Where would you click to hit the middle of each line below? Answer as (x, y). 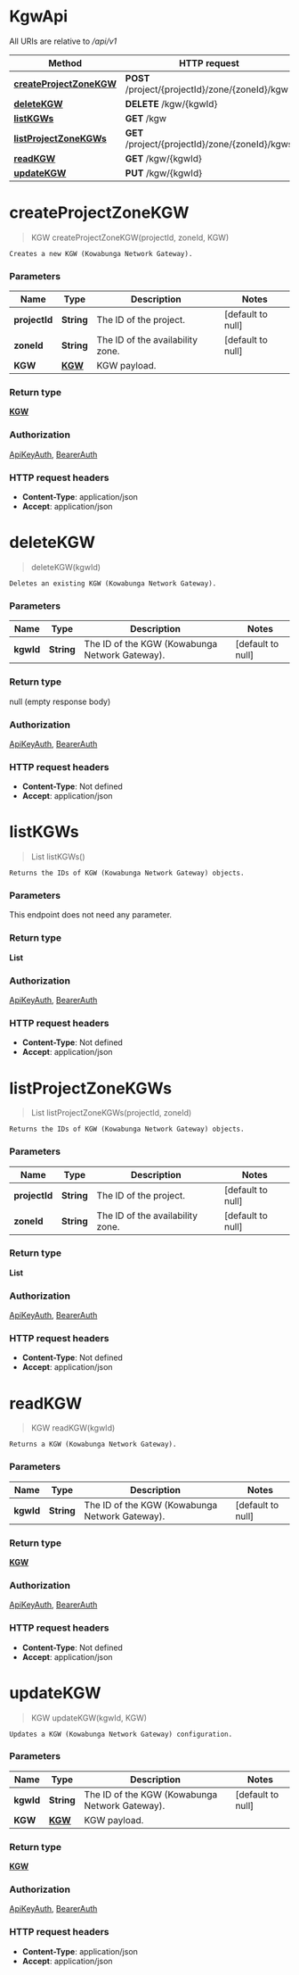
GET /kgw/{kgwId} (164, 158)
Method (65, 62)
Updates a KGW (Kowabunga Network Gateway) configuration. (121, 1734)
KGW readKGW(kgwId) (73, 1428)
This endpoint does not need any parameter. (90, 915)
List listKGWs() (58, 857)
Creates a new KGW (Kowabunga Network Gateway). (101, 253)
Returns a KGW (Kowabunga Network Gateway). (93, 1444)
